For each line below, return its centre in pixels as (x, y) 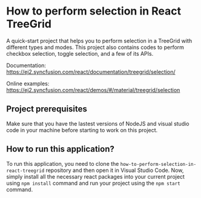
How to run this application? (61, 149)
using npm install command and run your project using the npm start (93, 183)
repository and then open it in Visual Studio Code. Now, (115, 170)
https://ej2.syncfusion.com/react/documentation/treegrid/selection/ (91, 71)
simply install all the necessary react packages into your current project (95, 176)
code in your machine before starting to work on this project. (82, 130)
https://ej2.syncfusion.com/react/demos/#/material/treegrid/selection (93, 90)
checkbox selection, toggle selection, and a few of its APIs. (80, 53)
